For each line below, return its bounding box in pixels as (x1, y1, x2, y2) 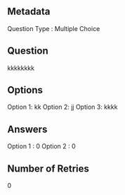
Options (7, 84, 44, 96)
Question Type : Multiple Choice (7, 24, 100, 32)
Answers (7, 123, 48, 135)
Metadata (7, 6, 51, 18)
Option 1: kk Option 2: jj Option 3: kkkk (7, 102, 118, 112)
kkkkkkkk (7, 64, 35, 72)
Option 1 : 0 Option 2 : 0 (7, 142, 76, 150)
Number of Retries (7, 162, 90, 175)
